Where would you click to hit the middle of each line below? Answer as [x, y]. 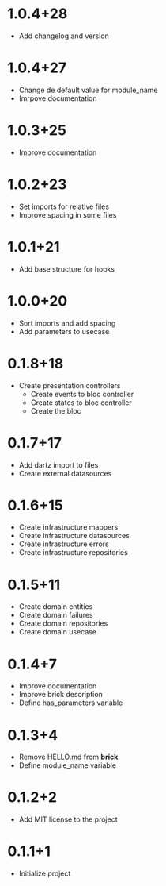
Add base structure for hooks [67, 269]
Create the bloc [56, 410]
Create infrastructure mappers [68, 527]
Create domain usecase [57, 632]
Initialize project [45, 873]
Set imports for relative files [64, 206]
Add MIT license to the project [68, 819]
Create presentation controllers [70, 385]
